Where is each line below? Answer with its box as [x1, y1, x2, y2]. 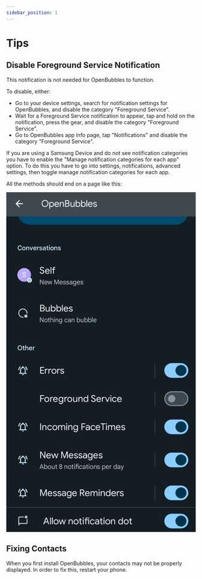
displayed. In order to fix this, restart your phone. [6, 566, 127, 573]
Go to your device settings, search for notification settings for [14, 99, 168, 106]
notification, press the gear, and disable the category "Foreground [14, 118, 179, 126]
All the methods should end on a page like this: [6, 180, 122, 187]
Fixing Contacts [6, 544, 67, 554]
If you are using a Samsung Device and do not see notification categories [6, 149, 188, 156]
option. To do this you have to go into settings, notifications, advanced [6, 162, 180, 169]
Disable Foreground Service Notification [6, 60, 161, 70]
